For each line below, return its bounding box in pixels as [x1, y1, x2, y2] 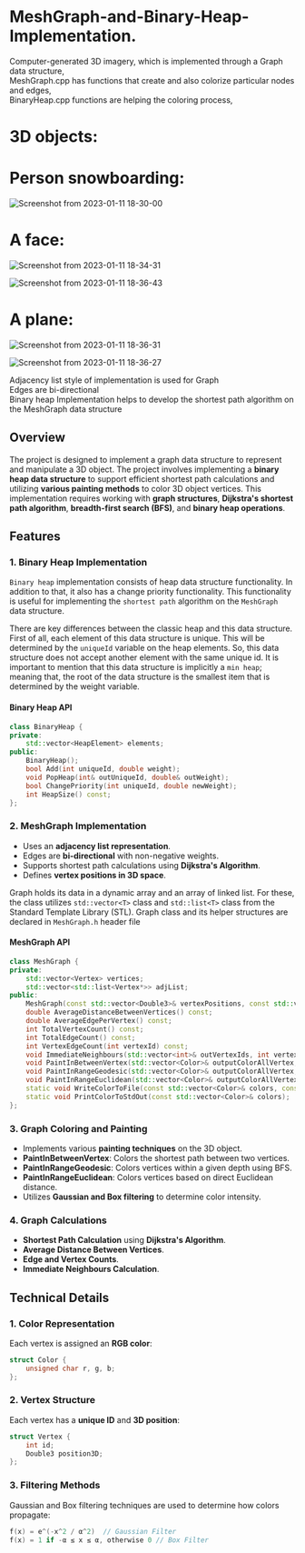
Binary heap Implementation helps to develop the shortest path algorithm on [9, 394, 295, 405]
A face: [9, 230, 65, 251]
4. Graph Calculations [9, 1214, 107, 1227]
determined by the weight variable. [9, 681, 141, 692]
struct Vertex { [9, 1432, 71, 1441]
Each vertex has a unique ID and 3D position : [9, 1414, 180, 1425]
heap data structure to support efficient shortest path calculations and [9, 473, 275, 484]
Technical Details [9, 1289, 110, 1306]
